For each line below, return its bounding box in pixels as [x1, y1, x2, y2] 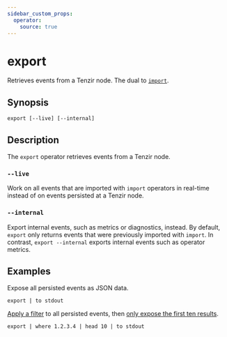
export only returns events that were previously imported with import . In [7, 230, 214, 239]
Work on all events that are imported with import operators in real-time [7, 184, 210, 193]
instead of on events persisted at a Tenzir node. [7, 191, 144, 200]
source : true [19, 23, 58, 30]
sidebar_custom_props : [7, 10, 73, 17]
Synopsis [7, 96, 49, 108]
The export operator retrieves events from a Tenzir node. [7, 152, 171, 160]
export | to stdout [7, 297, 64, 304]
